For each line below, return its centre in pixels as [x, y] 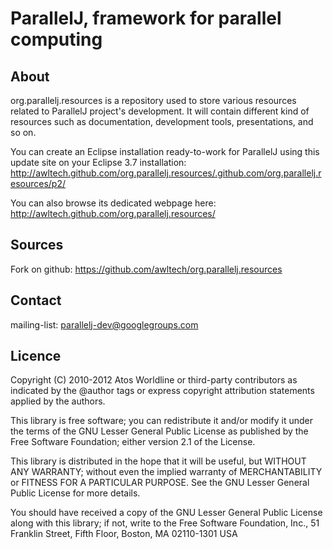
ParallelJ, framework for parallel [146, 18]
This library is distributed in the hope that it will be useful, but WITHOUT [158, 461]
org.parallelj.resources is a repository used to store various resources [153, 100]
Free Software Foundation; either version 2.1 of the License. [133, 442]
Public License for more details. [75, 493]
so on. [23, 132]
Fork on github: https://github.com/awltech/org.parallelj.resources [146, 269]
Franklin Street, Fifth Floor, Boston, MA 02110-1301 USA [124, 534]
